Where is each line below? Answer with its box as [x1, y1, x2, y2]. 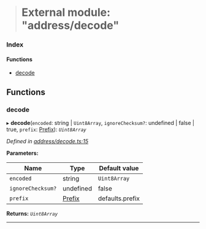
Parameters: [6, 149, 39, 157]
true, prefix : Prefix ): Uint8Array [6, 126, 87, 133]
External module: [21, 6, 111, 20]
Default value [99, 164, 139, 172]
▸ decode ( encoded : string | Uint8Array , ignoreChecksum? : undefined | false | [6, 119, 195, 126]
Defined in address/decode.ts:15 [6, 138, 89, 145]
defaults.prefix [97, 194, 140, 203]
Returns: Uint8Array [6, 210, 58, 217]
